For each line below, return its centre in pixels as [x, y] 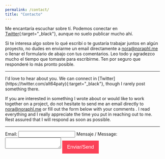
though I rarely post [125, 83]
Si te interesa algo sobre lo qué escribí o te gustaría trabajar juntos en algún [82, 43]
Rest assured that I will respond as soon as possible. [58, 119]
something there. [22, 89]
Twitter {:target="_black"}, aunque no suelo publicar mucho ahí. [69, 34]
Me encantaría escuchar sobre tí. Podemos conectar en [61, 28]
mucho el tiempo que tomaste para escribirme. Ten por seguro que [73, 59]
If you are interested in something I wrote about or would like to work [75, 98]
